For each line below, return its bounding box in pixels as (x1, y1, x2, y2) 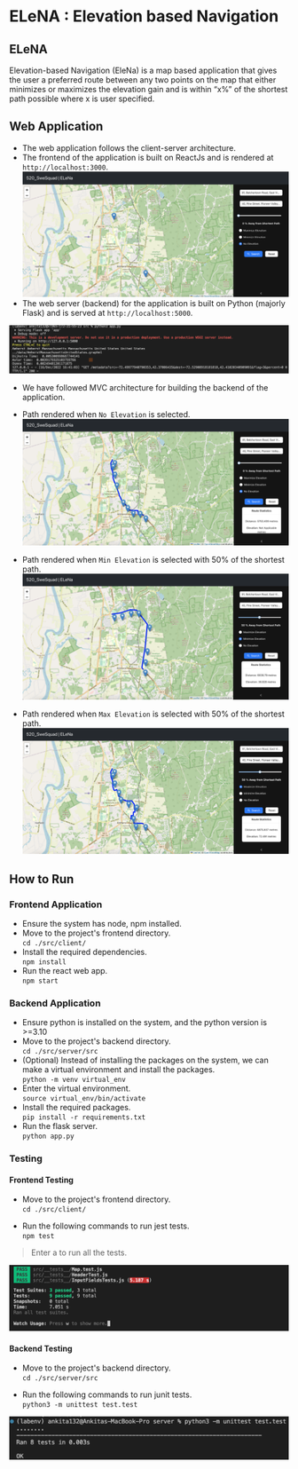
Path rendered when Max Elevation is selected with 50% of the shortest (21, 708, 286, 719)
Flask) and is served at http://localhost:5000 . (21, 308, 193, 319)
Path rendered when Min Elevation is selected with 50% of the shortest (21, 554, 286, 565)
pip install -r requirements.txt (21, 1113, 146, 1122)
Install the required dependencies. (21, 946, 148, 957)
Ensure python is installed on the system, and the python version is (21, 1017, 268, 1028)
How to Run (9, 872, 74, 887)
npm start (21, 976, 59, 985)
